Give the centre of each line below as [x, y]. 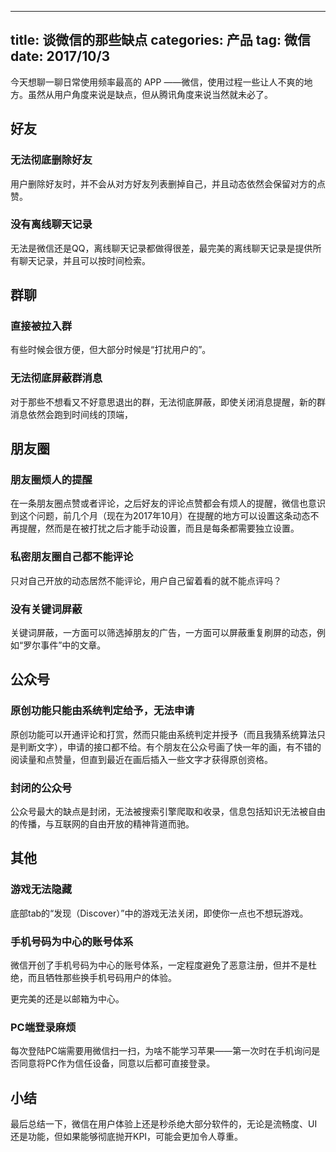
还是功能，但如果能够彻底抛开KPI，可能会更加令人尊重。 [127, 1137]
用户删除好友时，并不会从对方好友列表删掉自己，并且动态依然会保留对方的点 [168, 183]
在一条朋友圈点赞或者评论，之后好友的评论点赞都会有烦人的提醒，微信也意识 [168, 503]
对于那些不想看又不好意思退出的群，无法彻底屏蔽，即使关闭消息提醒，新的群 [168, 402]
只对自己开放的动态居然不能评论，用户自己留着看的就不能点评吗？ [146, 580]
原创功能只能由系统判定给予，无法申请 [102, 711]
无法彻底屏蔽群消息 [56, 378]
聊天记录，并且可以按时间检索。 [84, 260]
